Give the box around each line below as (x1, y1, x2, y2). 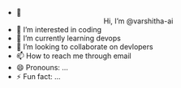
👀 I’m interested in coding (15, 25, 102, 34)
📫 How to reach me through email (15, 51, 131, 61)
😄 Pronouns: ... (15, 63, 69, 72)
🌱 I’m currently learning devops (15, 33, 122, 43)
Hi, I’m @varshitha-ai (103, 16, 174, 26)
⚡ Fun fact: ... (15, 72, 61, 81)
